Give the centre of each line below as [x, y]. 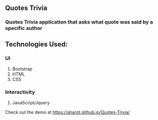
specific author [24, 28]
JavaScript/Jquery [31, 103]
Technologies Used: [36, 44]
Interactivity [20, 92]
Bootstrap [22, 69]
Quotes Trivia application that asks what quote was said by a [79, 22]
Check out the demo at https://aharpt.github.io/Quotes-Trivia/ [67, 112]
